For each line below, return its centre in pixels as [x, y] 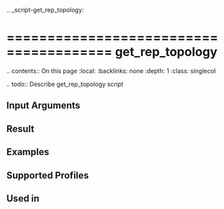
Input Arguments [43, 106]
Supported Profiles [48, 175]
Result [21, 129]
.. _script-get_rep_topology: [45, 10]
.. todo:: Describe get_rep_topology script [65, 84]
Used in [23, 198]
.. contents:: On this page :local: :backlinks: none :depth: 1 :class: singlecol [111, 70]
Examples [28, 152]
